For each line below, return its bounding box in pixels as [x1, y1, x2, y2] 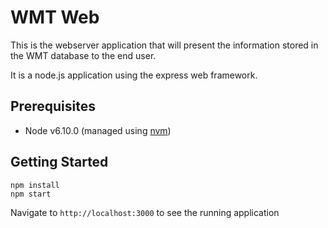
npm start [10, 189, 52, 199]
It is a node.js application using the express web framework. [10, 69, 258, 81]
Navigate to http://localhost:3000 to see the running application [10, 206, 280, 218]
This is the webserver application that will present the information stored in [10, 39, 319, 51]
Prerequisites [10, 98, 96, 115]
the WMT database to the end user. [10, 49, 157, 61]
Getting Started [10, 154, 109, 171]
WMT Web [10, 6, 100, 29]
